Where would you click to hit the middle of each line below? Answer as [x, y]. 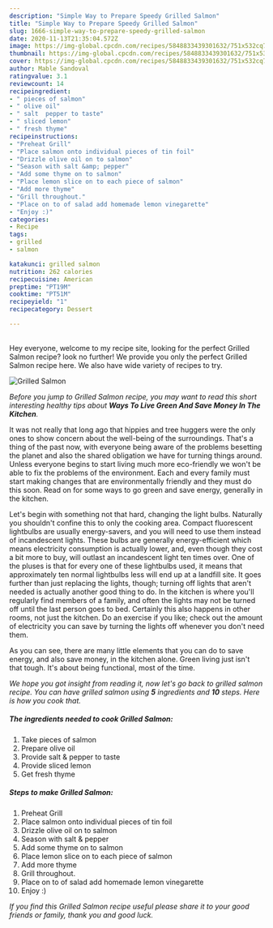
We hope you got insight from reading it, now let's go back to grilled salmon [136, 683]
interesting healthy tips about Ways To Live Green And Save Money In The [135, 405]
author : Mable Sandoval [49, 69]
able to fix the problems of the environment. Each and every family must [130, 473]
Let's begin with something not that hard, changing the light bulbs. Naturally [136, 514]
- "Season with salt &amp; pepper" [69, 167]
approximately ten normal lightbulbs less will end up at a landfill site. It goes [135, 574]
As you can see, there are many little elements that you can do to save [126, 650]
